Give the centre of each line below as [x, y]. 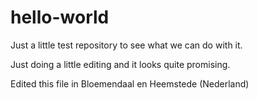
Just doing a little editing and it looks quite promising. [120, 64]
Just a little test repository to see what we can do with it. [126, 45]
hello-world [60, 17]
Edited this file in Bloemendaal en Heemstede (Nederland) [130, 83]
